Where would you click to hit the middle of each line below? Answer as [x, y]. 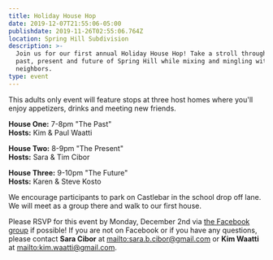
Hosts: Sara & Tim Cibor [49, 157]
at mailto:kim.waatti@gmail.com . [63, 247]
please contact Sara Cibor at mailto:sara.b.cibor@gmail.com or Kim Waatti [134, 238]
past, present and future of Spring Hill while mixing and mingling [134, 62]
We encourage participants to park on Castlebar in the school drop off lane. [135, 197]
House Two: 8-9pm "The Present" [66, 148]
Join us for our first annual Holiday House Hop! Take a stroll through [141, 54]
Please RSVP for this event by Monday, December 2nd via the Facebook [129, 221]
